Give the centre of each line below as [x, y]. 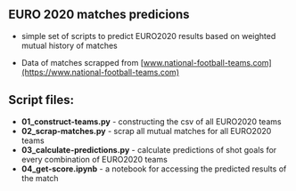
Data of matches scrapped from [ [82, 62]
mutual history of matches [69, 45]
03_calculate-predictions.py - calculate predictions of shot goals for [149, 149]
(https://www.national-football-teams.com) [100, 72]
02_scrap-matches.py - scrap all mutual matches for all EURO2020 [146, 131]
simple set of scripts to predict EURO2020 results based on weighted [148, 36]
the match [40, 178]
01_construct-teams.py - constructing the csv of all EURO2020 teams [151, 121]
